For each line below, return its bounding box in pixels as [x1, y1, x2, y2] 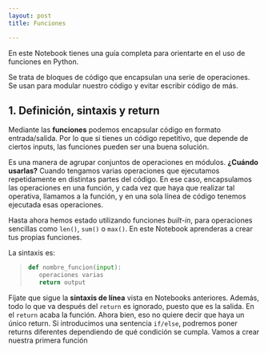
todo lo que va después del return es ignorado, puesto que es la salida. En [8, 301, 254, 311]
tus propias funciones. [8, 233, 82, 243]
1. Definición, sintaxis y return [8, 103, 160, 117]
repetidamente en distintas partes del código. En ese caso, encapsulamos [8, 174, 252, 184]
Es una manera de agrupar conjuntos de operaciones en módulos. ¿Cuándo [8, 158, 258, 167]
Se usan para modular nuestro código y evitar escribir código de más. [8, 81, 238, 90]
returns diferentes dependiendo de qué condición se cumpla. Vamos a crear [8, 327, 260, 336]
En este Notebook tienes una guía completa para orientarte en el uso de [8, 48, 246, 58]
